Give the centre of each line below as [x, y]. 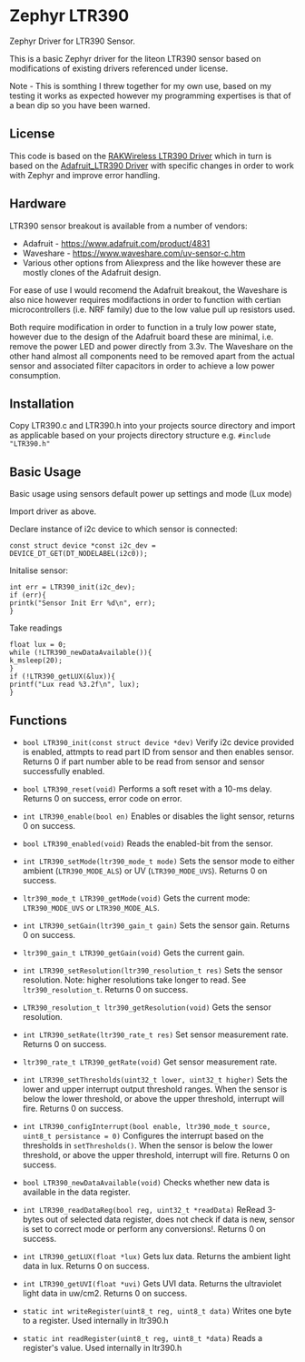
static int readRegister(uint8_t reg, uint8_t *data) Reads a [143, 1338]
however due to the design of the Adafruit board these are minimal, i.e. [142, 337]
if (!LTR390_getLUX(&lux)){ [63, 677]
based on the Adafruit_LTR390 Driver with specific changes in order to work [152, 166]
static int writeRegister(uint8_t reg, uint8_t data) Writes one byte [157, 1311]
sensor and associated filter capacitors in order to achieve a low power [142, 366]
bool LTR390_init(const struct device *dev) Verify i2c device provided [158, 742]
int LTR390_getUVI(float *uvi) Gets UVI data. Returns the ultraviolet [152, 1283]
